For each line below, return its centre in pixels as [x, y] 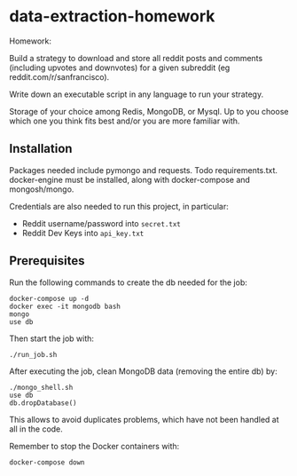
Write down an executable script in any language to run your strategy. [137, 94]
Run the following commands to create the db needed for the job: [129, 282]
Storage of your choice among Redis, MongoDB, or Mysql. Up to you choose [149, 111]
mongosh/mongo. [42, 189]
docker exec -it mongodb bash [65, 306]
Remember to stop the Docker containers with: [94, 446]
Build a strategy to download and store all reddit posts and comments [136, 58]
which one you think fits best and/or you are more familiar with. [125, 121]
